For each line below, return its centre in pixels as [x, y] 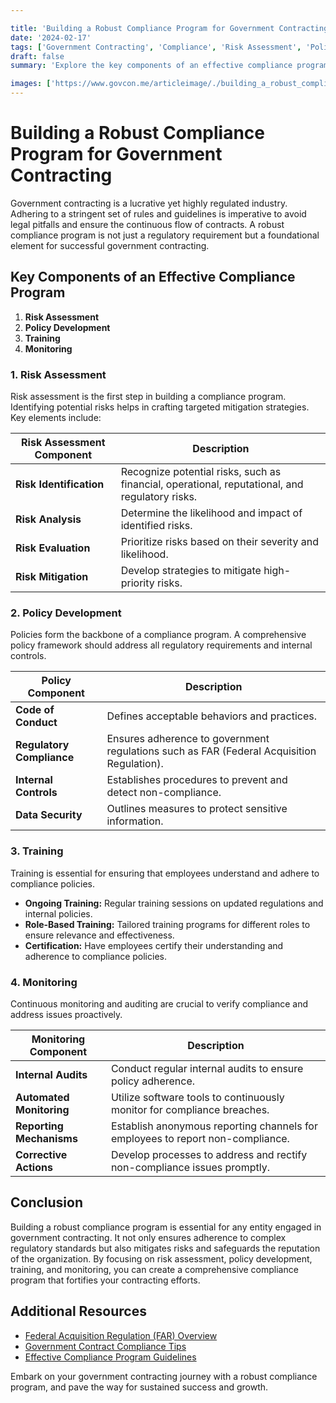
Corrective [41, 1154]
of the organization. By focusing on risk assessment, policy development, [161, 1258]
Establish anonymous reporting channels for [214, 1126]
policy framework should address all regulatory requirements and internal [161, 645]
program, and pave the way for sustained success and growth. [139, 1387]
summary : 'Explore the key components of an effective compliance [151, 66]
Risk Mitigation [52, 577]
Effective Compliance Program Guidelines [110, 1357]
